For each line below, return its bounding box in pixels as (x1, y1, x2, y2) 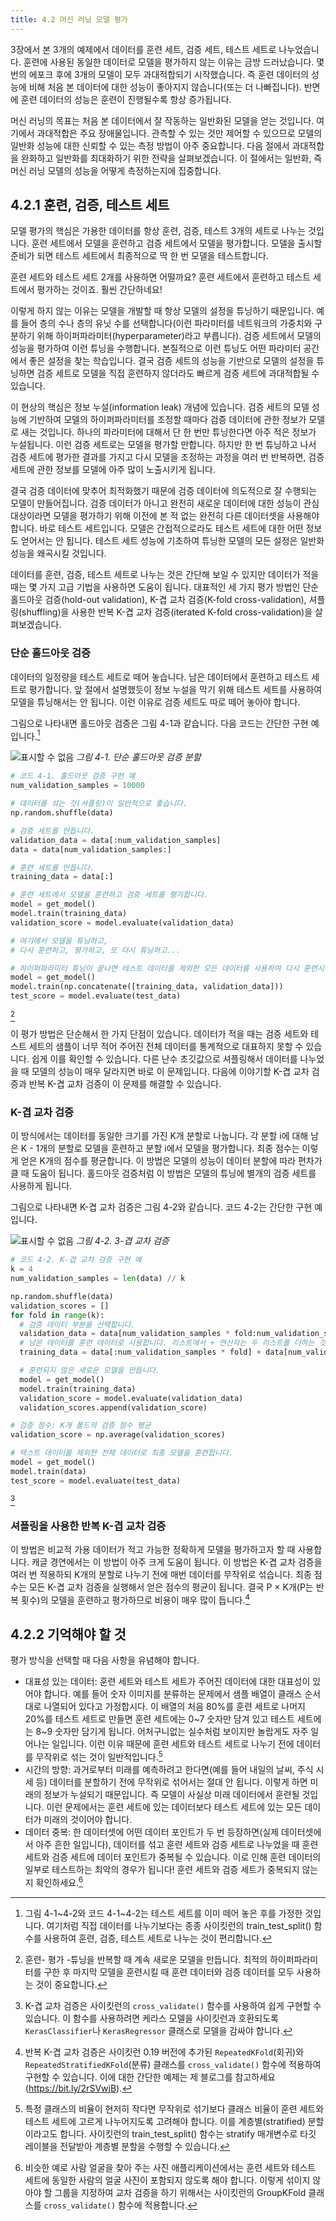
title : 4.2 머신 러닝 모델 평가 (10, 14, 128, 25)
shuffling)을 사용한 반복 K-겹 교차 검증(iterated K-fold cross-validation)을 (21, 606, 313, 618)
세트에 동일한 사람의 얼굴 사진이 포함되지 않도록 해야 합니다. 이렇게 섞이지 (24, 2174, 311, 2186)
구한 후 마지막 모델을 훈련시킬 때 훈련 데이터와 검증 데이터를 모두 (43, 1966, 295, 1978)
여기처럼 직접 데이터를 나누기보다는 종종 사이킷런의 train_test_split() (46, 1919, 312, 1931)
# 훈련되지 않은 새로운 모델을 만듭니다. (19, 1366, 161, 1376)
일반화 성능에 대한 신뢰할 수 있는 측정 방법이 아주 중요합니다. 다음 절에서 (10, 139, 290, 151)
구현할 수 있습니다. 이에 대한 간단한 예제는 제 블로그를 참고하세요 (24, 2071, 276, 2083)
